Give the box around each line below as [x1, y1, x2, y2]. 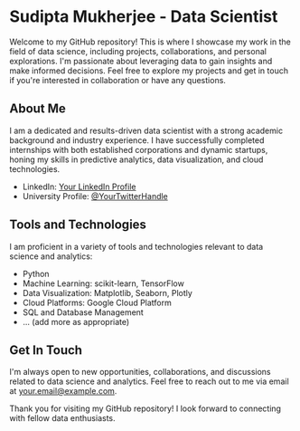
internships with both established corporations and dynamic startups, [9, 144, 268, 155]
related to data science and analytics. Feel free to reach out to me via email [9, 376, 289, 387]
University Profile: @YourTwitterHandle [22, 190, 169, 201]
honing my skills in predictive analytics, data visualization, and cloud [9, 154, 264, 165]
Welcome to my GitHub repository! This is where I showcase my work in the [9, 36, 291, 47]
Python [22, 268, 50, 279]
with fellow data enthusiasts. [9, 413, 116, 424]
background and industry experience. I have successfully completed [9, 134, 265, 146]
